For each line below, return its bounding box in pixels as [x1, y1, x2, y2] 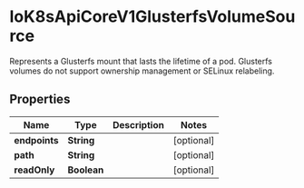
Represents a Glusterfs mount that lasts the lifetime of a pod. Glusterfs [9, 55, 272, 66]
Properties [9, 92, 71, 107]
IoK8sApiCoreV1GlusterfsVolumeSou [9, 6, 296, 27]
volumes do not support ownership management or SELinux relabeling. [9, 65, 275, 76]
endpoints [14, 134, 59, 146]
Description [112, 118, 165, 131]
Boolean [67, 163, 104, 176]
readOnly [14, 163, 55, 176]
